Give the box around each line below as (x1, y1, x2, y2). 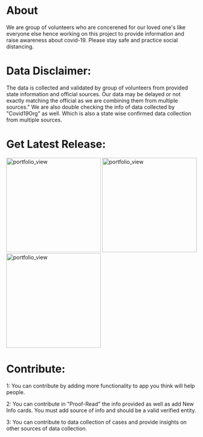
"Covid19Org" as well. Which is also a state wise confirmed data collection (6, 109, 192, 117)
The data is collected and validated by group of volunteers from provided (6, 84, 188, 91)
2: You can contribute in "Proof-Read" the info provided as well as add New (6, 400, 195, 407)
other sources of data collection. (6, 424, 88, 432)
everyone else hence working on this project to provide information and (6, 30, 184, 37)
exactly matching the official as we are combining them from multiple (6, 97, 178, 104)
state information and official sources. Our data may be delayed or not (6, 90, 181, 97)
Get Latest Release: (6, 137, 106, 151)
